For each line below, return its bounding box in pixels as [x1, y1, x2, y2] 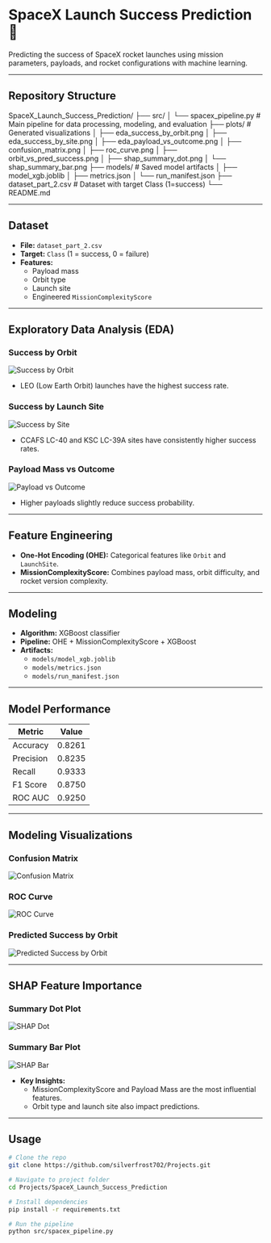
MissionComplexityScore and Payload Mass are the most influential [31, 1084, 256, 1094]
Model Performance [8, 702, 111, 716]
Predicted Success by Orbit [8, 930, 119, 941]
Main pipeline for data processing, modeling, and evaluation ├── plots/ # [8, 119, 252, 128]
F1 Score [12, 779, 48, 791]
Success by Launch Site [8, 401, 105, 413]
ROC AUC [12, 792, 50, 804]
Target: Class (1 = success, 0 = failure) [19, 249, 149, 258]
